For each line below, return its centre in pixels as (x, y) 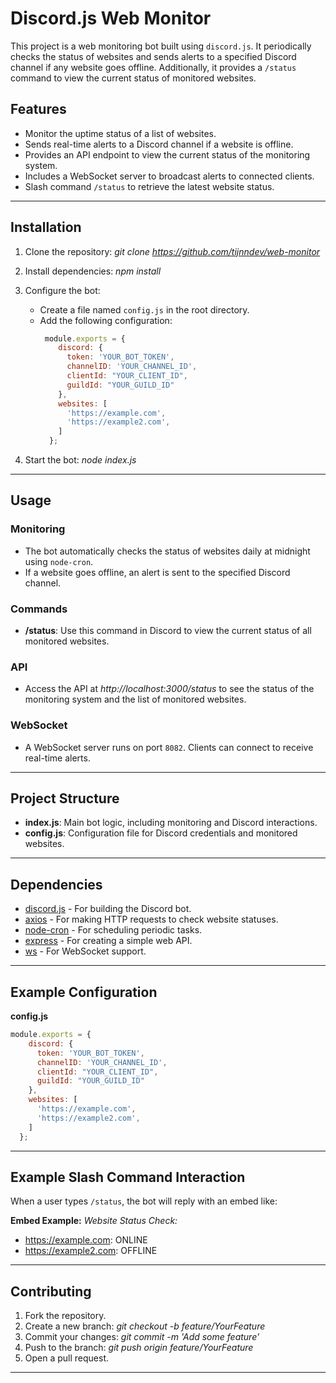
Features (38, 109)
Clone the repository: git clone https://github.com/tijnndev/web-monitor (172, 251)
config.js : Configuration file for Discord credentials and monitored (161, 833)
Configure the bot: (62, 290)
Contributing (51, 1291)
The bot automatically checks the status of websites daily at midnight (167, 551)
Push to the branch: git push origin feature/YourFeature (139, 1348)
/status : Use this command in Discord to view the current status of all (168, 631)
